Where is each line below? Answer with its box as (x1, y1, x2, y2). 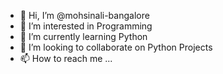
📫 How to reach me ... (19, 53, 113, 64)
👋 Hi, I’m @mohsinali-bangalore (19, 10, 150, 21)
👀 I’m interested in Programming (19, 20, 153, 32)
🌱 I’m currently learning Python (19, 31, 148, 42)
